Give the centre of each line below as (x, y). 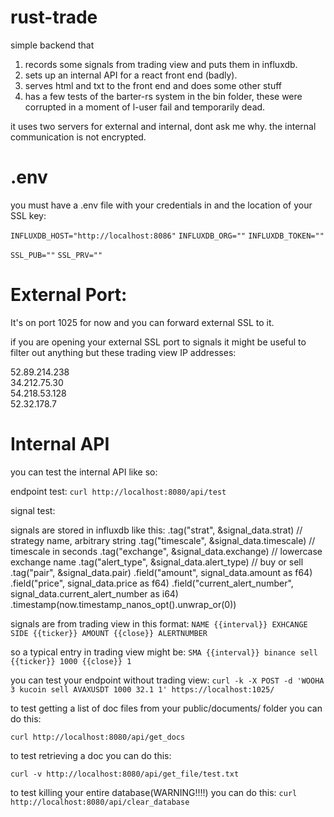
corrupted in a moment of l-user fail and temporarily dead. (145, 107)
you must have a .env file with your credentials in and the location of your (161, 205)
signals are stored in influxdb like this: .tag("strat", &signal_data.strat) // (156, 530)
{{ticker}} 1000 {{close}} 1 (71, 661)
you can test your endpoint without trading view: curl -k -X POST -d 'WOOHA (167, 680)
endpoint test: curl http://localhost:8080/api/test (118, 491)
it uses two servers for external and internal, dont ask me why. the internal (163, 126)
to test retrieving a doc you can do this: (91, 755)
